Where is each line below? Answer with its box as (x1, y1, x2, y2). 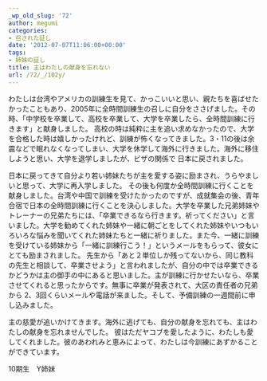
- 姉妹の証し (8, 57, 45, 65)
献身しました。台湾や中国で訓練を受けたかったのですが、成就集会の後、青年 (8, 190, 260, 200)
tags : (8, 49, 26, 57)
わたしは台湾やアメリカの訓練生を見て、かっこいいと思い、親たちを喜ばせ (8, 93, 253, 104)
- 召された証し (8, 33, 52, 42)
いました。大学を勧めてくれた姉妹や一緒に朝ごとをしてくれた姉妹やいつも (8, 220, 253, 230)
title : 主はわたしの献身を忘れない (8, 64, 111, 72)
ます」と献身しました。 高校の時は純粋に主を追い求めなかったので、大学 (14, 124, 255, 133)
